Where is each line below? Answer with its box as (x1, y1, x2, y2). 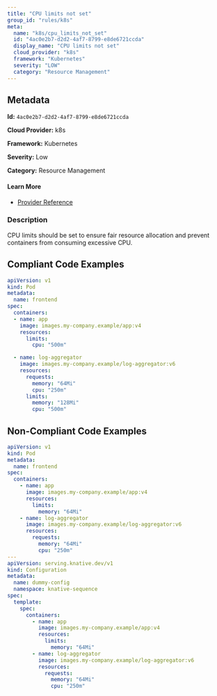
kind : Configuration (7, 566, 67, 574)
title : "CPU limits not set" (7, 10, 92, 17)
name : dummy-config (13, 579, 70, 586)
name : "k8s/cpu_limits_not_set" (13, 29, 108, 37)
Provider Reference (17, 197, 73, 206)
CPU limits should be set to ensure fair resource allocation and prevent (7, 231, 210, 239)
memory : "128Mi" (32, 399, 79, 407)
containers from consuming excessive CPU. (7, 238, 133, 247)
